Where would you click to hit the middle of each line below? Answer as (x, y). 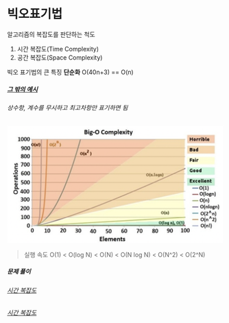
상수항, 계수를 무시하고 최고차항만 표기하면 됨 (68, 108)
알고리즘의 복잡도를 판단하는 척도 (51, 34)
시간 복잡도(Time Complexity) (58, 49)
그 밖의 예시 (23, 89)
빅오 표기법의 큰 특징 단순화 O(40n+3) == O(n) (70, 72)
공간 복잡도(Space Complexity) (60, 57)
